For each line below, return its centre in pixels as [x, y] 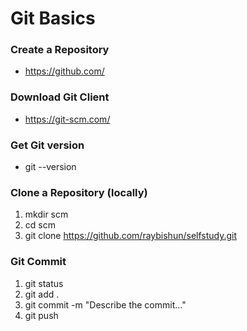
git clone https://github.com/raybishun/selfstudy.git [131, 236]
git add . [42, 294]
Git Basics [53, 18]
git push [41, 315]
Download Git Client [60, 97]
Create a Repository [60, 50]
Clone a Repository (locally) [79, 192]
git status [44, 283]
